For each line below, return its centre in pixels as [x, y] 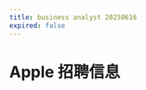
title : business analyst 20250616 [73, 17]
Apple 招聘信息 [65, 72]
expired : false [37, 26]
